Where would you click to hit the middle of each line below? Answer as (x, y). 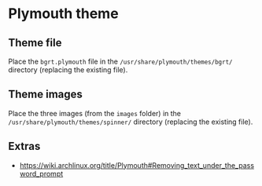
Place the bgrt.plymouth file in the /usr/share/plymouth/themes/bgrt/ (120, 61)
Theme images (45, 95)
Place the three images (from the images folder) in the (95, 113)
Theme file (35, 43)
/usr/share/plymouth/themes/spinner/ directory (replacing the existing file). (131, 122)
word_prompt (41, 173)
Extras (24, 146)
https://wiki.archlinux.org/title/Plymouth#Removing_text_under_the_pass (137, 165)
